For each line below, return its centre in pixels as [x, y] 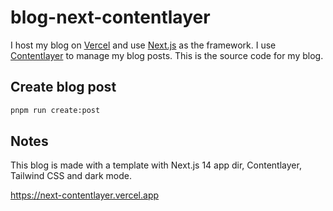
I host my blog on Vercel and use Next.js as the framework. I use [143, 45]
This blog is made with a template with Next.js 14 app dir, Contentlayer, [156, 165]
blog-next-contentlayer [110, 17]
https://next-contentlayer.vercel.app [85, 195]
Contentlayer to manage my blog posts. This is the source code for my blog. [167, 55]
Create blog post [63, 87]
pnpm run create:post [55, 110]
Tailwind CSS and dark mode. [71, 176]
